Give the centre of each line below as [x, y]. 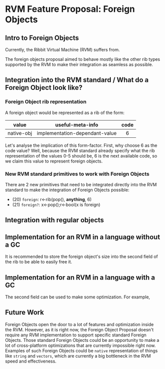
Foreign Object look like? [44, 88]
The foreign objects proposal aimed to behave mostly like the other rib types [83, 59]
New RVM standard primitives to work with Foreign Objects [77, 174]
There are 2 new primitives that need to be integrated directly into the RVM [81, 184]
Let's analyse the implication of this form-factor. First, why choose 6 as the [81, 145]
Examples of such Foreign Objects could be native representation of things [82, 350]
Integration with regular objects [55, 220]
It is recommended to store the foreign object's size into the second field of [82, 257]
